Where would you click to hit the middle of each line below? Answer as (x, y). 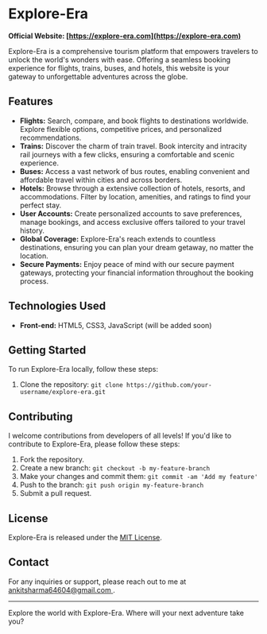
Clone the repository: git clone (71, 385)
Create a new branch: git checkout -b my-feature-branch (115, 468)
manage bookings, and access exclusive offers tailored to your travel (132, 222)
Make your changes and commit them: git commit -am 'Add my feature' (139, 477)
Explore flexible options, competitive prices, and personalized (121, 129)
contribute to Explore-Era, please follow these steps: (94, 444)
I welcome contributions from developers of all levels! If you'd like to (120, 436)
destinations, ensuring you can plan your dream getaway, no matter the (137, 247)
